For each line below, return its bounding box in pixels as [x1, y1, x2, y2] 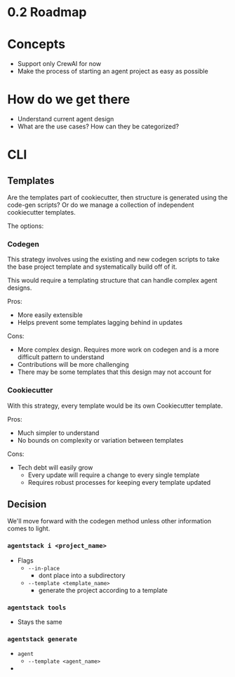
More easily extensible [17, 311, 83, 319]
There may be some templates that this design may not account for [17, 368, 212, 376]
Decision [7, 499, 47, 511]
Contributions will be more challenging [17, 361, 130, 369]
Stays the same [17, 618, 62, 626]
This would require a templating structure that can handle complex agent [7, 276, 217, 285]
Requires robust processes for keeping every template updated [27, 478, 211, 486]
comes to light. [7, 524, 51, 533]
